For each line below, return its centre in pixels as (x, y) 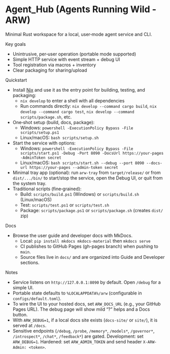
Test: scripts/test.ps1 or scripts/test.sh (65, 205)
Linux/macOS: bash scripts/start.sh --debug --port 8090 (82, 163)
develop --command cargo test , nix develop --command (77, 111)
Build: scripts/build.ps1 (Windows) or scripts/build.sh (80, 194)
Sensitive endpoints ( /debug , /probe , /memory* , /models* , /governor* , (83, 331)
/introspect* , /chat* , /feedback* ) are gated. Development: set (78, 336)
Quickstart (16, 80)
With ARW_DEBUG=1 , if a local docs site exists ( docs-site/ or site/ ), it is (85, 320)
